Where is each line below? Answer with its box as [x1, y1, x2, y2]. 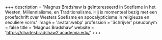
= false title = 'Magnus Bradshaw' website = [5, 25, 94, 30]
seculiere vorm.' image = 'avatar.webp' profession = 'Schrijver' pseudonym [5, 19, 157, 25]
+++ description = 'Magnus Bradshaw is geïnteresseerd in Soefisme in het [5, 4, 156, 10]
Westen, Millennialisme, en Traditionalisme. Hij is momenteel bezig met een [5, 9, 157, 15]
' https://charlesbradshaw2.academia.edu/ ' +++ [5, 30, 101, 35]
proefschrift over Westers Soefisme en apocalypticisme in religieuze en [5, 14, 150, 20]
